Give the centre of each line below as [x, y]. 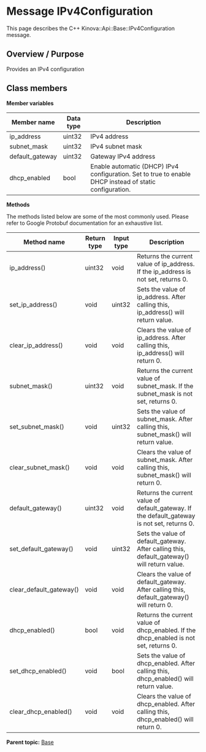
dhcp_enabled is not [166, 638]
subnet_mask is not [165, 393]
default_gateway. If [164, 508]
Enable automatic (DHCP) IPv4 [135, 166]
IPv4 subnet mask [116, 146]
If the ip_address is [164, 272]
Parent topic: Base [30, 742]
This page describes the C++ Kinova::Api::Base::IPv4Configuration [91, 28]
